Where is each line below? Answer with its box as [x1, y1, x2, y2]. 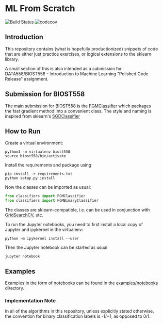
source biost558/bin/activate [5, 154, 66, 159]
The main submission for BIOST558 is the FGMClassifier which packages [5, 103, 151, 109]
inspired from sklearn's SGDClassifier [5, 113, 80, 119]
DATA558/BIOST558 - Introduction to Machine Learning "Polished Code [5, 71, 149, 77]
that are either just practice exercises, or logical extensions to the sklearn [5, 51, 152, 57]
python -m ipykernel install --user [5, 236, 79, 241]
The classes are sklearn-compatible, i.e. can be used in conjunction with [5, 207, 150, 213]
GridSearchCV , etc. [5, 212, 44, 218]
